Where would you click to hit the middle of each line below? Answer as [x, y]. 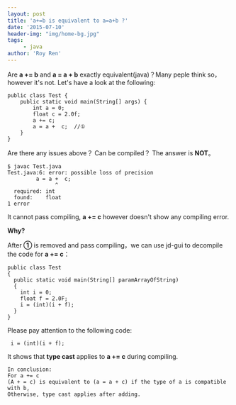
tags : [15, 40]
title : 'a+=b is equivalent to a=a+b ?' [68, 21]
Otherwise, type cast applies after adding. [74, 394]
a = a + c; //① [59, 126]
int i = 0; [36, 292]
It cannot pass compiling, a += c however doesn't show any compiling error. [118, 216]
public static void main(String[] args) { [84, 101]
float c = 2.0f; [57, 114]
